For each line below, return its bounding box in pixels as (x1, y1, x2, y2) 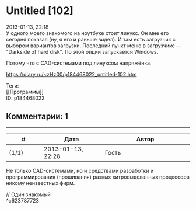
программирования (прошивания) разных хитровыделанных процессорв (6, 173, 190, 180)
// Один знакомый (6, 191, 51, 198)
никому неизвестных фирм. (6, 179, 75, 186)
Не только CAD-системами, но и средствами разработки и (6, 167, 154, 174)
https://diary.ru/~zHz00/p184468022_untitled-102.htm (6, 71, 137, 78)
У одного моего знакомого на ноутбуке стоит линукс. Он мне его (6, 29, 169, 36)
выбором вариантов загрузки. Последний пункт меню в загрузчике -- (6, 42, 181, 49)
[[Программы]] (6, 88, 44, 95)
